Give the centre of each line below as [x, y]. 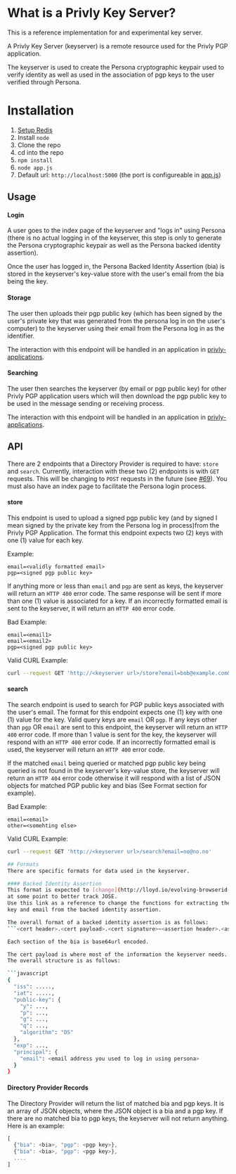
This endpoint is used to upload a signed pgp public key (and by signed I [112, 518]
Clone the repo [39, 145]
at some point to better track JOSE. [63, 897]
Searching [23, 373]
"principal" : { [36, 1052]
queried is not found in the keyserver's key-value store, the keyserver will [113, 770]
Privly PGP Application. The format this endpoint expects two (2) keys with [115, 532]
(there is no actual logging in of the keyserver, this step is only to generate [115, 238]
